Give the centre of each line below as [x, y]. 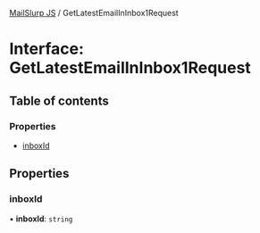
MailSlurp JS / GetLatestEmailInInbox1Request [94, 13]
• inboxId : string [41, 219]
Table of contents [59, 100]
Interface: [47, 49]
